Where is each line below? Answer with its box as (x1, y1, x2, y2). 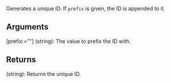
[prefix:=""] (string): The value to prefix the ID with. (6, 38, 131, 45)
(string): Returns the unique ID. (6, 70, 81, 77)
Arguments (6, 22, 49, 32)
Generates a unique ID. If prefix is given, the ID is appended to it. (6, 5, 166, 12)
